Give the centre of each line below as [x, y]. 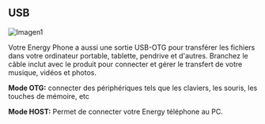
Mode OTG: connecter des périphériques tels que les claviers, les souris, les [133, 88]
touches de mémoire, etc [49, 96]
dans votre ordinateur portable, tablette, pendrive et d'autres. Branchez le [129, 55]
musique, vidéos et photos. [53, 72]
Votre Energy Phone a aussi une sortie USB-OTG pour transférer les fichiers [132, 47]
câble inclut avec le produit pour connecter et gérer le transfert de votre [125, 64]
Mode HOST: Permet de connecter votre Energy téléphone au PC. [115, 111]
